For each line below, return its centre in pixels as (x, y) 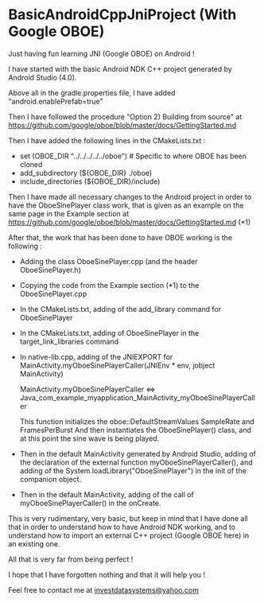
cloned (31, 164)
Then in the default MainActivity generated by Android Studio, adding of (138, 453)
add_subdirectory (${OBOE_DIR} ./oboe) (86, 173)
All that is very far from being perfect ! (71, 559)
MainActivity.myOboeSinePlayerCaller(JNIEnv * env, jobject (117, 365)
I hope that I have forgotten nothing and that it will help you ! (107, 574)
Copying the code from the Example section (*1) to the (109, 285)
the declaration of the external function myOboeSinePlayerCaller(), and (136, 462)
